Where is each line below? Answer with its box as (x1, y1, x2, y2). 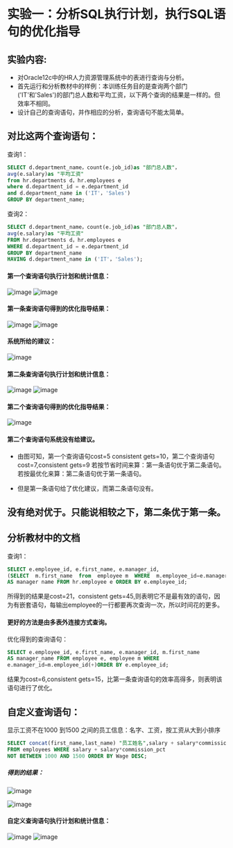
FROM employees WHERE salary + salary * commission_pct (7, 746, 166, 753)
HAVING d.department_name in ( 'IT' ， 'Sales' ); (7, 256, 144, 263)
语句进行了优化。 (7, 684, 56, 692)
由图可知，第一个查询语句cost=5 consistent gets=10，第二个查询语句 (17, 452, 215, 460)
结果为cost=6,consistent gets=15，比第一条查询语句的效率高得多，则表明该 (7, 675, 223, 683)
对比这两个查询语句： (7, 130, 98, 142)
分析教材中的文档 (7, 532, 80, 544)
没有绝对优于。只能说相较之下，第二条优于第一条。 (7, 506, 226, 518)
